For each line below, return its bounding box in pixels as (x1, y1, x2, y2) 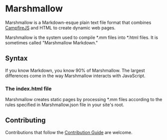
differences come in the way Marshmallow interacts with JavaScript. (5, 73, 146, 79)
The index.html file (5, 85, 52, 92)
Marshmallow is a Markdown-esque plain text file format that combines (5, 19, 152, 25)
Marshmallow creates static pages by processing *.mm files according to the (5, 97, 163, 103)
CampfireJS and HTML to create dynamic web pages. (5, 24, 116, 30)
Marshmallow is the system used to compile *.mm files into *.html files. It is (5, 34, 159, 40)
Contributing (5, 116, 46, 125)
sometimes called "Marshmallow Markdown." (5, 39, 98, 45)
